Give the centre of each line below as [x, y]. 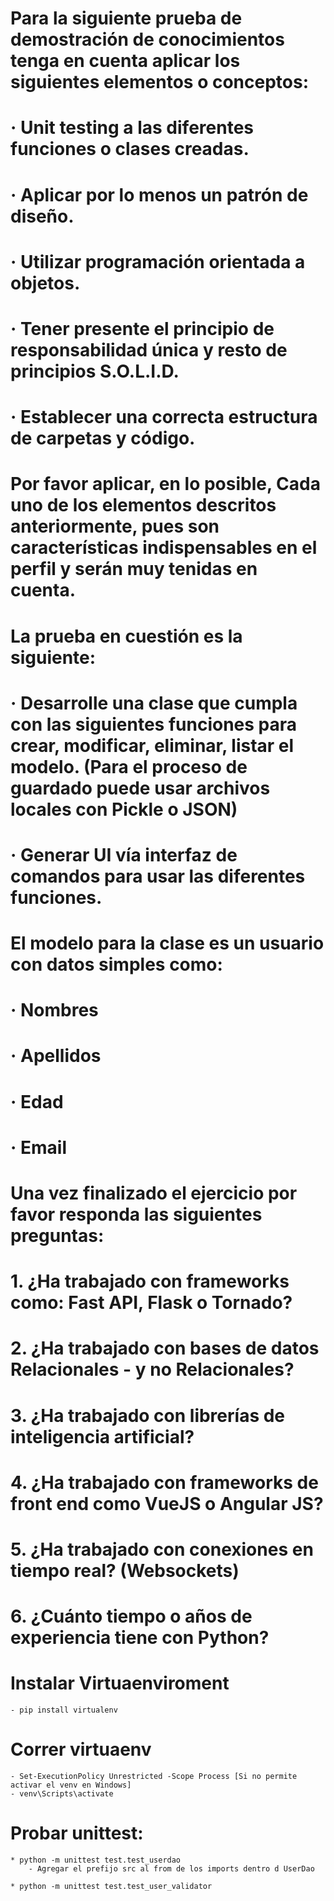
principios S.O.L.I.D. [95, 371]
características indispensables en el [164, 548]
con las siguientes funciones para [154, 724]
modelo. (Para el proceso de [129, 766]
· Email [38, 1147]
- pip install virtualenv [64, 1710]
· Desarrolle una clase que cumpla [154, 703]
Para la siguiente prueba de [126, 18]
